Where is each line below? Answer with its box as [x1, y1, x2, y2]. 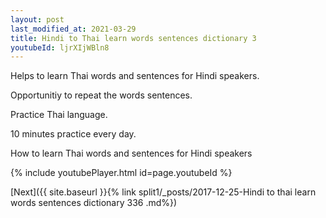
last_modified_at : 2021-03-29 [10, 24, 137, 34]
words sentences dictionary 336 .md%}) [10, 197, 178, 209]
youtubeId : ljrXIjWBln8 [10, 42, 110, 53]
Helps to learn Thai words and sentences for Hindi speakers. [10, 70, 260, 82]
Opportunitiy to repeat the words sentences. [10, 89, 193, 101]
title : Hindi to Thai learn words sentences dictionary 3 [10, 33, 257, 43]
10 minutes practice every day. [10, 128, 137, 140]
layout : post [10, 14, 65, 25]
